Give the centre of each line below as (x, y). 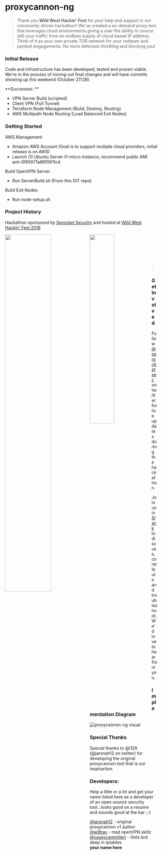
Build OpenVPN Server (28, 171)
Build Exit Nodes (21, 190)
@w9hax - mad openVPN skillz (120, 832)
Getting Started (23, 127)
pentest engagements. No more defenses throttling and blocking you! (86, 46)
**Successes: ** (22, 89)
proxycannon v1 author (112, 827)
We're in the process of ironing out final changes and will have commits (76, 75)
